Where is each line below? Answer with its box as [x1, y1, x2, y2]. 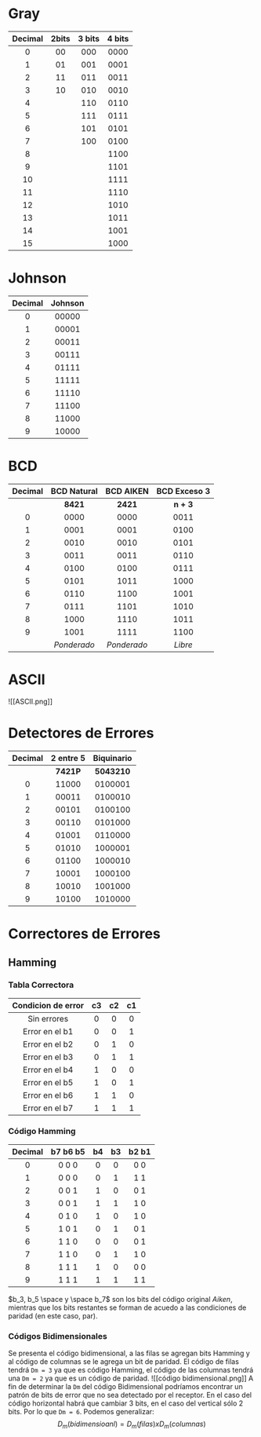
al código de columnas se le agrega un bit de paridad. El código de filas [8, 1357, 239, 1366]
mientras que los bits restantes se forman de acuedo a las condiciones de [8, 1303, 247, 1312]
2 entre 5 [50, 752, 86, 763]
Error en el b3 [23, 1051, 74, 1062]
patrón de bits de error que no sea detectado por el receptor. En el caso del [8, 1391, 252, 1400]
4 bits [107, 33, 129, 44]
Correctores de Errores [8, 924, 161, 942]
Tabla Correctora [8, 979, 74, 990]
